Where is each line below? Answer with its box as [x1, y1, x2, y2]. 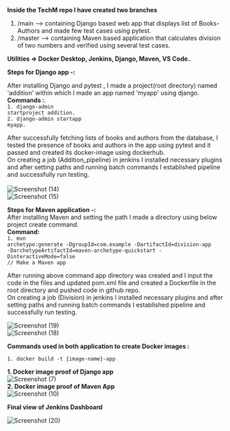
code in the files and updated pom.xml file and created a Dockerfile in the [7, 279, 216, 287]
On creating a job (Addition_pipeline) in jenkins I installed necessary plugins [7, 155, 222, 164]
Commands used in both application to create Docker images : [7, 342, 190, 350]
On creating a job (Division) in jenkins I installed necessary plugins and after [7, 294, 223, 301]
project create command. [7, 220, 79, 229]
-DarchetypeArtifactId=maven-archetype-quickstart [7, 247, 156, 254]
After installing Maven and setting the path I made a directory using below [7, 213, 218, 221]
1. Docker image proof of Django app [7, 367, 114, 376]
